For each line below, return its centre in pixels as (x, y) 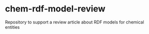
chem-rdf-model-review (55, 9)
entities (12, 27)
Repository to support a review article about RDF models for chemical (74, 22)
